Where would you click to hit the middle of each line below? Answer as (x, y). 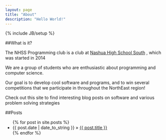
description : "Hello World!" (35, 19)
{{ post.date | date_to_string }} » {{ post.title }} (60, 127)
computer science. (24, 73)
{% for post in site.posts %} (41, 122)
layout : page (19, 10)
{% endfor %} (27, 133)
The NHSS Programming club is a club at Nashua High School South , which (83, 52)
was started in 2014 (25, 58)
